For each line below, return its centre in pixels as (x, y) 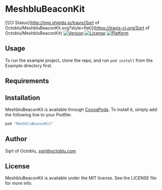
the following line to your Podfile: (39, 114)
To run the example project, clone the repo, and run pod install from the (79, 60)
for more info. (19, 183)
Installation (23, 97)
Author (16, 139)
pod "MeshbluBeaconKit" (29, 124)
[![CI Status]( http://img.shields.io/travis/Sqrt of (52, 23)
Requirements (27, 81)
